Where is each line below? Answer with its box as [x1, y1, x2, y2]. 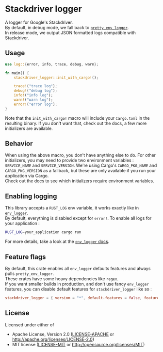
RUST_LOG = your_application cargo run [5, 230, 81, 235]
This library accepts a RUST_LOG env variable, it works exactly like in [5, 205, 139, 211]
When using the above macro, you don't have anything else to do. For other [5, 152, 156, 158]
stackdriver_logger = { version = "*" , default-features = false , [5, 295, 142, 300]
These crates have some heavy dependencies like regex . [5, 275, 119, 282]
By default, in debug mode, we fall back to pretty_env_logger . [5, 24, 129, 30]
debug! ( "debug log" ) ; [14, 88, 57, 93]
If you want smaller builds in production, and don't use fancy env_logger [5, 281, 149, 287]
